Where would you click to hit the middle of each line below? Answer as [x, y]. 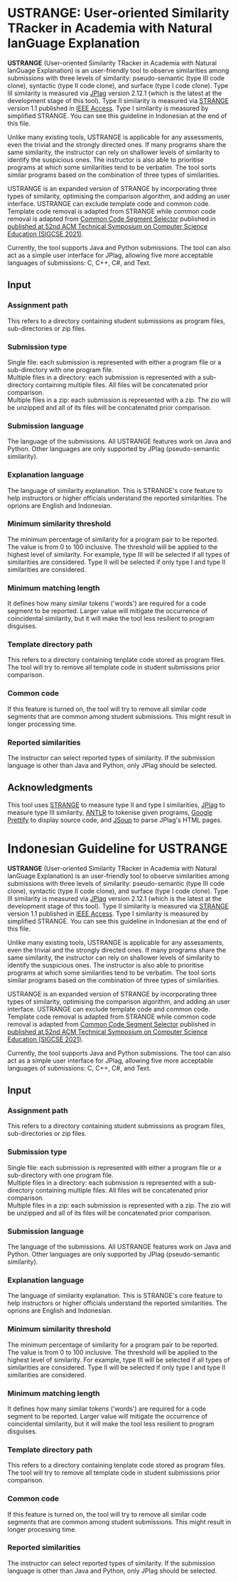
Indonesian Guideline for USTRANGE [118, 849]
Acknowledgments [50, 787]
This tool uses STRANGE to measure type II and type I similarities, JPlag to [116, 805]
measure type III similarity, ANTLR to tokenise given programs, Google [110, 812]
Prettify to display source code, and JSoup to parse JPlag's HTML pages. [115, 820]
